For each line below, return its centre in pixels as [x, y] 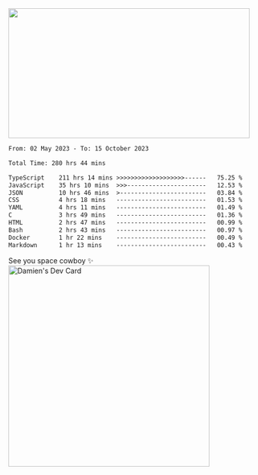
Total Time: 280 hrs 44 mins [57, 163]
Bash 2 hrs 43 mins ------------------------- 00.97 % [125, 230]
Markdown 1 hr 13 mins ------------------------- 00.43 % [125, 245]
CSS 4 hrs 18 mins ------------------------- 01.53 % [125, 200]
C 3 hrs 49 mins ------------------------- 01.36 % [125, 215]
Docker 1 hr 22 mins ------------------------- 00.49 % [125, 237]
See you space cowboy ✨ [51, 260]
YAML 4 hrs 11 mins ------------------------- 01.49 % [125, 208]
